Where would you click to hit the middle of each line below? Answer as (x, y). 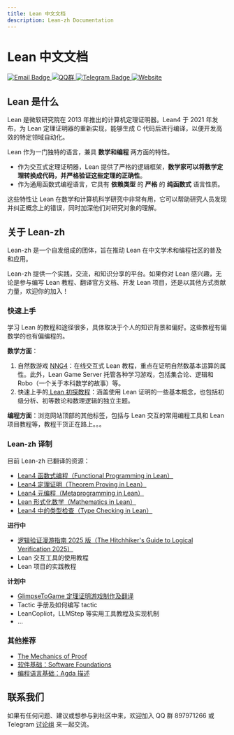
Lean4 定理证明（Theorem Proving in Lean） (82, 484)
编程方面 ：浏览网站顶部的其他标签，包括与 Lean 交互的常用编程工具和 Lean (116, 415)
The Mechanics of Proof (52, 656)
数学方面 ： (23, 351)
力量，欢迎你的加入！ (38, 291)
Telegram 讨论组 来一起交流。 (50, 724)
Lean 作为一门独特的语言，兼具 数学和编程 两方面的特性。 (90, 152)
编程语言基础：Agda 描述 (53, 673)
